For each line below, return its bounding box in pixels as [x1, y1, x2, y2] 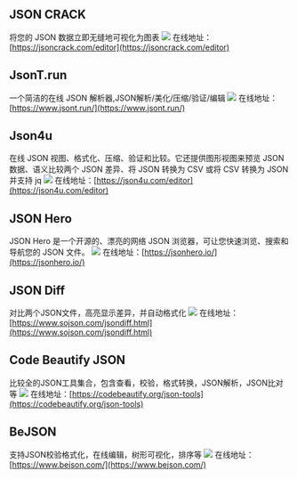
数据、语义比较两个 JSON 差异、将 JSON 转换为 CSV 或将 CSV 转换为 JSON [9, 164, 289, 175]
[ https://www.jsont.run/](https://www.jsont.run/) [9, 102, 186, 113]
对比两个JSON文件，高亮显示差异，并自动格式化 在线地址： [9, 307, 239, 319]
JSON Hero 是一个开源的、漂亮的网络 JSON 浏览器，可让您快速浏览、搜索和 [9, 236, 289, 247]
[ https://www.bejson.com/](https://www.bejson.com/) [9, 459, 207, 470]
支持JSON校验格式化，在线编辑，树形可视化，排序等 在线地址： [9, 449, 255, 459]
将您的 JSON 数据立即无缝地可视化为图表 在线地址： [9, 31, 212, 43]
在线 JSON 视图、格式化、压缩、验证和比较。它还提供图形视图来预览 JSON [9, 153, 285, 164]
